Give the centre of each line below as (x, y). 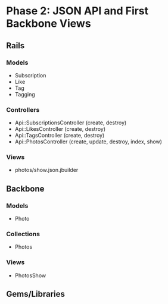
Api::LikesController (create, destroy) (60, 129)
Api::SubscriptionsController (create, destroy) (71, 123)
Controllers (23, 109)
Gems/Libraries (36, 294)
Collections (23, 234)
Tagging (25, 94)
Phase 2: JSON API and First (77, 11)
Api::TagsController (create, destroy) (60, 136)
